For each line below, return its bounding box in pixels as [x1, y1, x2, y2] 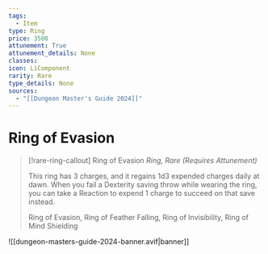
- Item [15, 19, 38, 27]
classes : [8, 57, 38, 65]
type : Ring [8, 27, 45, 35]
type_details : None [8, 79, 74, 87]
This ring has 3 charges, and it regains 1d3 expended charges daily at [27, 171, 260, 181]
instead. [27, 197, 56, 206]
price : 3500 [8, 34, 48, 43]
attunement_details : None [8, 49, 95, 57]
